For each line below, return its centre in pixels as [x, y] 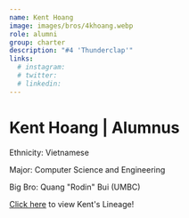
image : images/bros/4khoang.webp [71, 26]
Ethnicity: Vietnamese [49, 152]
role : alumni [33, 34]
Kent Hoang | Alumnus [94, 128]
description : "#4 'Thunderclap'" [71, 51]
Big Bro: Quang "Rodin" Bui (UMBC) [75, 187]
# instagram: [41, 68]
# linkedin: [40, 84]
